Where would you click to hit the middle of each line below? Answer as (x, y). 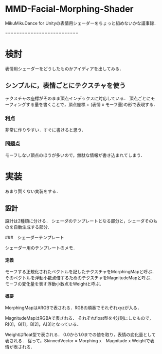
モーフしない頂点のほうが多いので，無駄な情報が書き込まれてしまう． (75, 155)
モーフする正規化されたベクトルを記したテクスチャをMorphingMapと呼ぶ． (81, 272)
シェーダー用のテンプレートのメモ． (41, 248)
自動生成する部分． (33, 227)
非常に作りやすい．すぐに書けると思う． (45, 130)
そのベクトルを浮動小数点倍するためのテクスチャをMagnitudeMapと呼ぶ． (80, 278)
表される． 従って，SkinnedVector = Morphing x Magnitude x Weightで (78, 341)
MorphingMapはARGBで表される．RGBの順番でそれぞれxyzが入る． (73, 308)
